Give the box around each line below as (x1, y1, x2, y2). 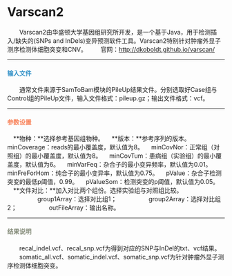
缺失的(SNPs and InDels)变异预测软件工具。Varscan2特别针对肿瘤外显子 (15, 36, 222, 45)
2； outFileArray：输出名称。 (7, 203, 120, 212)
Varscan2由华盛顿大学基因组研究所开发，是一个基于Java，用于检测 (19, 28, 211, 36)
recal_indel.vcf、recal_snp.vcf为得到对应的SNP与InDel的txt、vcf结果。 (19, 243, 221, 252)
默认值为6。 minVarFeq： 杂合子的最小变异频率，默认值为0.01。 (25, 160, 212, 169)
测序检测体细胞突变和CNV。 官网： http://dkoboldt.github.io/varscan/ (7, 45, 215, 53)
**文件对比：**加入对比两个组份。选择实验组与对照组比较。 (12, 186, 183, 194)
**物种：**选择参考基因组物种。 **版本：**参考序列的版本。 (12, 134, 191, 142)
